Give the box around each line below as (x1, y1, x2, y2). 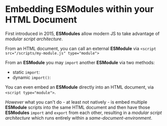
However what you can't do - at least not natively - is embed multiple (5, 99, 147, 105)
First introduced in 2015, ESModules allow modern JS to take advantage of (5, 30, 160, 36)
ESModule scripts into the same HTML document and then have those (5, 104, 150, 110)
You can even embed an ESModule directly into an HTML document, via (5, 84, 154, 90)
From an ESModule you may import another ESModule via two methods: (5, 59, 155, 65)
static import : (12, 69, 40, 75)
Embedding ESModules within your (5, 3, 154, 15)
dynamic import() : (12, 74, 51, 80)
